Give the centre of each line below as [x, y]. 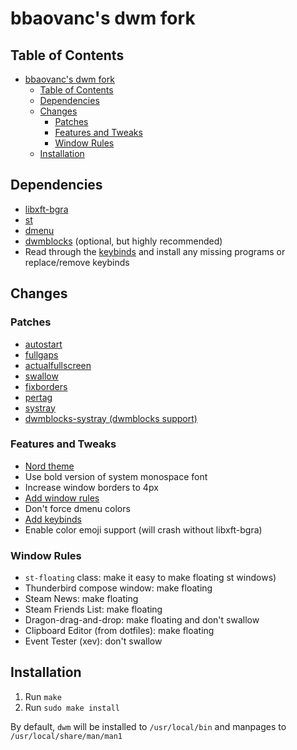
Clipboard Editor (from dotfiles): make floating [119, 631]
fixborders [46, 386]
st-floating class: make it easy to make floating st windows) [150, 578]
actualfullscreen [58, 365]
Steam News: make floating [81, 599]
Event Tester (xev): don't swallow [93, 641]
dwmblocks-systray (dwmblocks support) [111, 418]
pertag [38, 397]
